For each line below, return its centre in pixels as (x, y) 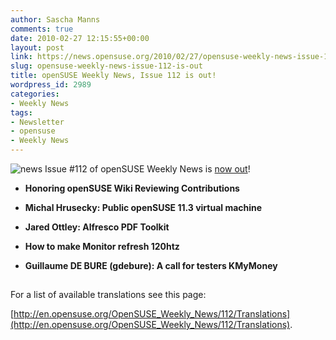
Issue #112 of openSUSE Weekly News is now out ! (147, 169)
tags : (21, 112)
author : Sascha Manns (55, 19)
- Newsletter (37, 122)
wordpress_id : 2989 (51, 85)
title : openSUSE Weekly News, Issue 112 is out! (113, 76)
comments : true (42, 29)
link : (21, 57)
